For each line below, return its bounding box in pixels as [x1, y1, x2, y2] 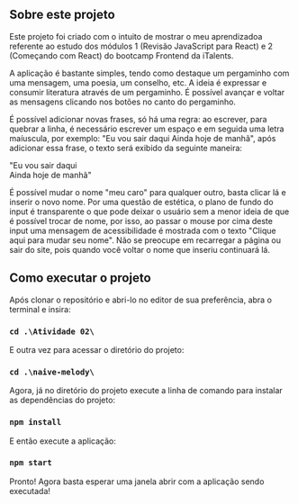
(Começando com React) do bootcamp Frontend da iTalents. [9, 49, 234, 61]
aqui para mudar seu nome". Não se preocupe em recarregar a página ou [9, 234, 282, 246]
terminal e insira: [9, 303, 71, 314]
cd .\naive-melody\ [9, 366, 95, 377]
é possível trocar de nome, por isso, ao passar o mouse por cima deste [9, 215, 273, 226]
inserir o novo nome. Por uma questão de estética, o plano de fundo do [9, 196, 274, 207]
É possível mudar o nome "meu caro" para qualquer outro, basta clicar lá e [9, 186, 286, 197]
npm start [9, 458, 52, 468]
